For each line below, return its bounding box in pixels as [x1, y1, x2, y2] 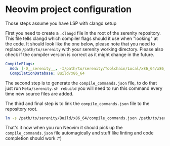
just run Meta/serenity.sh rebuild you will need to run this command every [5, 85, 163, 91]
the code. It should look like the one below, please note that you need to [5, 40, 155, 46]
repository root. [5, 106, 38, 112]
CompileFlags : [5, 61, 35, 66]
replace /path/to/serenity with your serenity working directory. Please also [5, 46, 163, 52]
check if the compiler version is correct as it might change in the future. [5, 52, 154, 58]
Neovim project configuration [5, 4, 132, 15]
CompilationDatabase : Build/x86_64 [10, 71, 85, 76]
